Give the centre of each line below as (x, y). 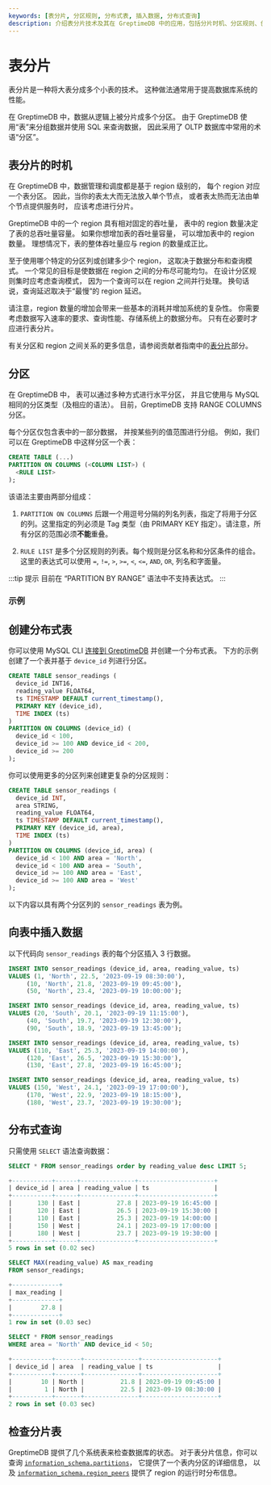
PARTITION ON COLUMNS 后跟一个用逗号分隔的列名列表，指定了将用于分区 (138, 513)
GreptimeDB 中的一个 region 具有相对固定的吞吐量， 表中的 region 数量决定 (133, 224)
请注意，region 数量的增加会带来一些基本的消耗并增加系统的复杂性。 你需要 (134, 309)
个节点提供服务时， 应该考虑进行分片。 (73, 206)
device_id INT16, (45, 684)
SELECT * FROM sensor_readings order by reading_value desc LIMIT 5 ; (128, 1166)
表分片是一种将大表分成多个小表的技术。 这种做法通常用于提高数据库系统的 (133, 90)
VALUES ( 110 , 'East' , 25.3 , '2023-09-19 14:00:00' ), (99, 1050)
